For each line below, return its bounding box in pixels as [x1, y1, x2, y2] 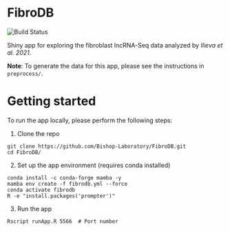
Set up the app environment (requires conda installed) [17, 161, 171, 169]
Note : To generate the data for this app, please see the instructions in [7, 61, 205, 70]
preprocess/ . [7, 69, 43, 77]
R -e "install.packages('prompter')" [7, 192, 116, 200]
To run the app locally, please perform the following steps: [7, 116, 173, 124]
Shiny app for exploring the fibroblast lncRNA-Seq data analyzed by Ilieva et [7, 41, 223, 49]
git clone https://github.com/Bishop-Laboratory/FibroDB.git [7, 143, 187, 150]
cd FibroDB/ [7, 148, 41, 156]
